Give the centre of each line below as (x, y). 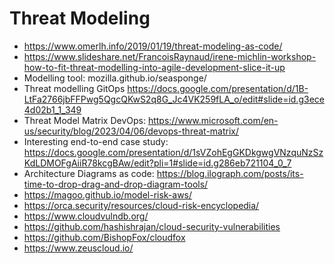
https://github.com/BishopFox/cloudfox (104, 237)
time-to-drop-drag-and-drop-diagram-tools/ (116, 184)
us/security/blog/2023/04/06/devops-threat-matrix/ (131, 131)
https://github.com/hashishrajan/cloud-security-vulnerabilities (152, 226)
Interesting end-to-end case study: (96, 141)
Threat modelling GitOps (74, 88)
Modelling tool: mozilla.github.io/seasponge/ (115, 78)
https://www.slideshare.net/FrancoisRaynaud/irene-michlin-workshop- (170, 56)
